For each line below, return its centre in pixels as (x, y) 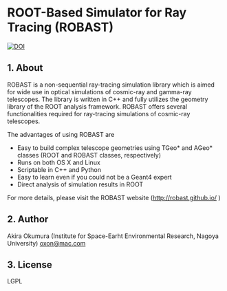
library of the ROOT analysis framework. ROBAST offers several (97, 106)
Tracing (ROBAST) (61, 27)
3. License (30, 265)
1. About (25, 68)
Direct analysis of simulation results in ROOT (80, 184)
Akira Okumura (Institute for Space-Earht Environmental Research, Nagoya (113, 236)
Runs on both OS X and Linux (59, 162)
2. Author (28, 219)
